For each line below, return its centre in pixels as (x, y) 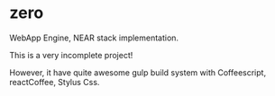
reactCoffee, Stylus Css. (55, 82)
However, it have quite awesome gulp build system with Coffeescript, (138, 72)
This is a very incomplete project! (71, 55)
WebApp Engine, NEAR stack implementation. (94, 38)
